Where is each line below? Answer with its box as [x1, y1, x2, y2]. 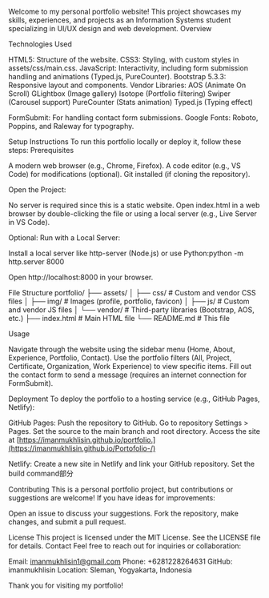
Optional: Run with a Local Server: [8, 233, 121, 243]
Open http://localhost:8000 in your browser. [8, 272, 154, 282]
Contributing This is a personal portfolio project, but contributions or [8, 484, 234, 494]
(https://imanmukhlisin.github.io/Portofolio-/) [8, 443, 156, 453]
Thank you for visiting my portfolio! [8, 580, 124, 590]
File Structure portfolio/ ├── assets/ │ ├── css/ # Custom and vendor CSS [8, 288, 256, 297]
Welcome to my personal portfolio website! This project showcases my [8, 7, 242, 16]
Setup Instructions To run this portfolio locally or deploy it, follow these [8, 137, 242, 146]
